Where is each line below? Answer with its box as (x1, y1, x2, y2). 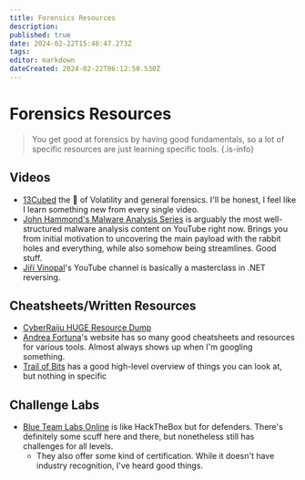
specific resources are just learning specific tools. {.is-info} (31, 143, 255, 154)
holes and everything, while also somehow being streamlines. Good (22, 243, 277, 254)
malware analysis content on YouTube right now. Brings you (63, 223, 289, 234)
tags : (9, 47, 30, 57)
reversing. (22, 271, 61, 283)
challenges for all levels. (22, 441, 114, 452)
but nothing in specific (22, 370, 107, 381)
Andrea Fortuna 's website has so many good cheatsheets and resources (22, 332, 296, 343)
